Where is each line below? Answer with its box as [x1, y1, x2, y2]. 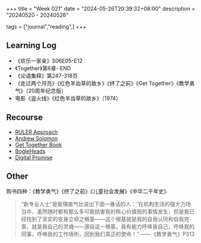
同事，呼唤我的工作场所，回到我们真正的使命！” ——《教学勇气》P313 [20, 230, 195, 238]
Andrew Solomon [14, 134, 58, 142]
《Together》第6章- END [14, 64, 71, 71]
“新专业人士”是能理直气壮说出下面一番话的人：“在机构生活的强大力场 [20, 200, 191, 208]
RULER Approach [14, 128, 58, 136]
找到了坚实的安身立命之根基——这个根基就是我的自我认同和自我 [26, 215, 184, 223]
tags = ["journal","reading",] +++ [6, 23, 87, 30]
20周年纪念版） [28, 87, 67, 94]
